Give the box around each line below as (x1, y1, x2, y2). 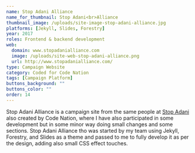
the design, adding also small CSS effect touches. (6, 139, 128, 146)
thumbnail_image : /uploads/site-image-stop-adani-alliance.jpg (6, 20, 166, 26)
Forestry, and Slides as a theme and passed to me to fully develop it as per (6, 133, 189, 140)
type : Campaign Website (6, 64, 65, 70)
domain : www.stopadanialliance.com (11, 48, 100, 54)
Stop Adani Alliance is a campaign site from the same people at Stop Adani (6, 108, 189, 115)
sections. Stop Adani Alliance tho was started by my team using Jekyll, (6, 127, 180, 134)
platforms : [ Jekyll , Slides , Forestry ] (6, 25, 105, 32)
